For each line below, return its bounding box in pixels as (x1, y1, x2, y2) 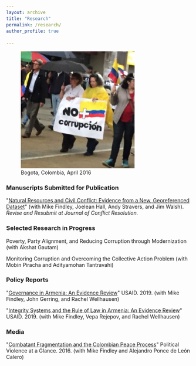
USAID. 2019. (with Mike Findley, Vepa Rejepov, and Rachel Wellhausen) (6, 313, 180, 320)
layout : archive (6, 9, 46, 15)
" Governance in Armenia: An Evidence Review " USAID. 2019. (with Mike (6, 289, 180, 296)
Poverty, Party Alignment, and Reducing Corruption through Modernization (6, 238, 187, 245)
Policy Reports (6, 276, 49, 284)
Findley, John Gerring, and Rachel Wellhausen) (6, 295, 120, 302)
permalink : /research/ (6, 22, 62, 28)
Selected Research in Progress (6, 224, 96, 232)
